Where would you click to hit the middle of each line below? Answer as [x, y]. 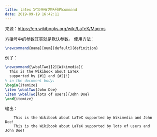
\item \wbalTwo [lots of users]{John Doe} [47, 94]
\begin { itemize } [21, 85]
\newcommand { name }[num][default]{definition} [51, 48]
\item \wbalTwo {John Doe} [31, 90]
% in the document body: [30, 81]
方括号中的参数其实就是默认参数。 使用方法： [50, 39]
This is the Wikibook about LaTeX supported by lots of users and [82, 126]
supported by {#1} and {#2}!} [40, 76]
